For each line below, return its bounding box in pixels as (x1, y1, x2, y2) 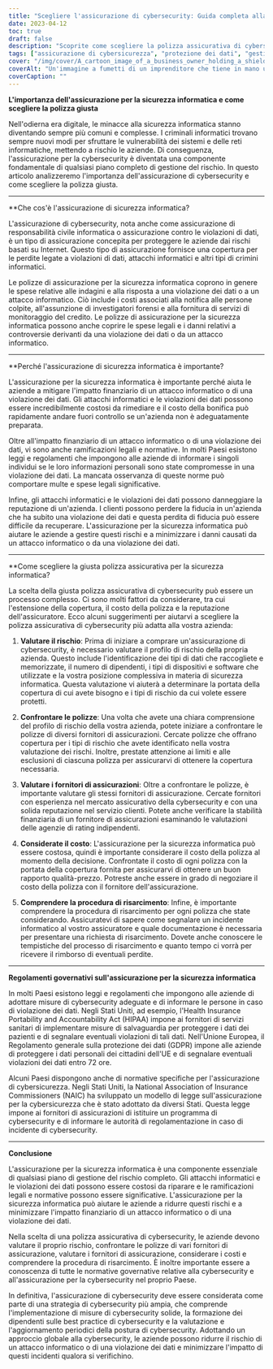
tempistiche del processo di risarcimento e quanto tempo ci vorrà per (19, 940, 253, 951)
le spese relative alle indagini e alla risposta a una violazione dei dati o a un (8, 286, 260, 296)
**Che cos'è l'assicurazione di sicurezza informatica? (8, 202, 190, 212)
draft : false (8, 34, 53, 43)
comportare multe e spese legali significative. (8, 479, 161, 488)
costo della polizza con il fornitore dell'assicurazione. (19, 882, 199, 891)
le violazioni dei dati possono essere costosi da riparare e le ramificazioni (8, 1181, 254, 1191)
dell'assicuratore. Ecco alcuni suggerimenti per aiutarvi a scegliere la (8, 611, 240, 622)
